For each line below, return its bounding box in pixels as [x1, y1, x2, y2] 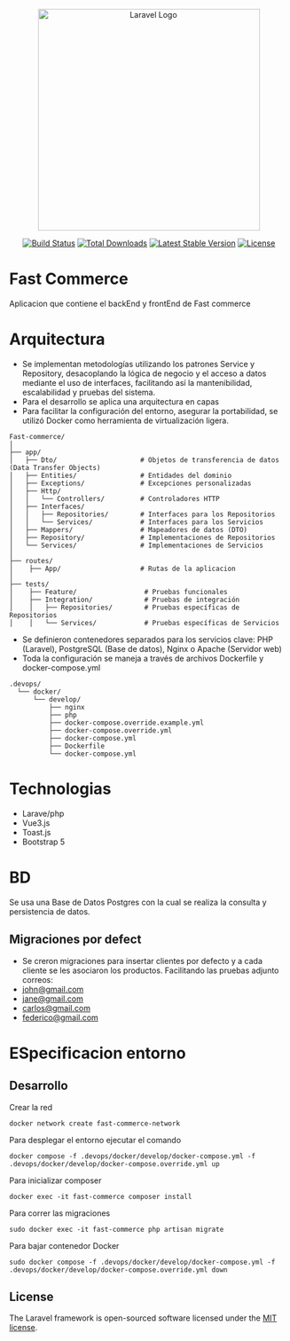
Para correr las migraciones [9, 1207, 111, 1219]
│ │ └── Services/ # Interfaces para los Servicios [9, 517, 264, 527]
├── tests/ [9, 579, 50, 589]
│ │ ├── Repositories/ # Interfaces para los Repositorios [9, 510, 276, 519]
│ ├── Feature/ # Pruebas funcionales [9, 587, 228, 596]
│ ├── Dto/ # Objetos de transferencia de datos [9, 455, 279, 465]
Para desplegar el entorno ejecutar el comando [9, 1134, 182, 1145]
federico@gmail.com [21, 1012, 99, 1023]
